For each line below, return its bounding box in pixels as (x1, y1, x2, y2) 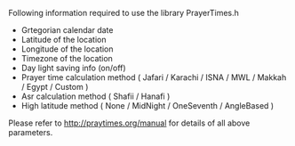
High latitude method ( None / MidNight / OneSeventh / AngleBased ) (20, 101, 275, 110)
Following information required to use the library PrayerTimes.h (8, 8, 239, 18)
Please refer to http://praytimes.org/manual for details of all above (8, 118, 251, 128)
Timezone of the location (20, 53, 113, 63)
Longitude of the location (20, 44, 114, 54)
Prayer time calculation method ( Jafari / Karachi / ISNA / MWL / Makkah (20, 72, 287, 83)
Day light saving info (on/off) (20, 62, 126, 73)
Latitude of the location (20, 35, 107, 45)
